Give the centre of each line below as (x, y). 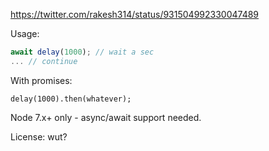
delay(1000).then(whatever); (71, 99)
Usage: (25, 33)
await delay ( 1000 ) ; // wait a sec (82, 52)
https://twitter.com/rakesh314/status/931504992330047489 (135, 14)
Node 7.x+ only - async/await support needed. (106, 117)
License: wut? (39, 136)
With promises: (41, 80)
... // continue (44, 61)
